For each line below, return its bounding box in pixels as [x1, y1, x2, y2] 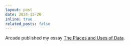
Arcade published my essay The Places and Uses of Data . [5, 35, 125, 41]
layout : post [5, 7, 33, 12]
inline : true [5, 16, 33, 21]
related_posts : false [5, 21, 51, 26]
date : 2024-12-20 [5, 12, 42, 17]
